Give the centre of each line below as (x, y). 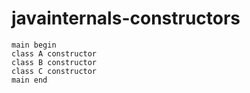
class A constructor (54, 53)
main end (29, 80)
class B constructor (54, 62)
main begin (34, 45)
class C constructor (54, 71)
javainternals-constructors (126, 18)
